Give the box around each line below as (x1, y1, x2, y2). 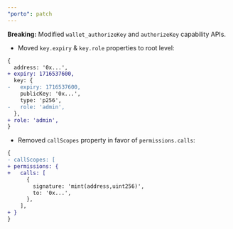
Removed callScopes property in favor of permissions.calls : (17, 136, 195, 145)
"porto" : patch (7, 10, 53, 18)
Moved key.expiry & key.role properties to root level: (17, 43, 175, 52)
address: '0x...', (13, 64, 69, 71)
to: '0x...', (33, 189, 72, 196)
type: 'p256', (20, 96, 62, 104)
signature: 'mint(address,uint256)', (33, 182, 144, 190)
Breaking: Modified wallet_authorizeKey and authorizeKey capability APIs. (7, 30, 226, 38)
